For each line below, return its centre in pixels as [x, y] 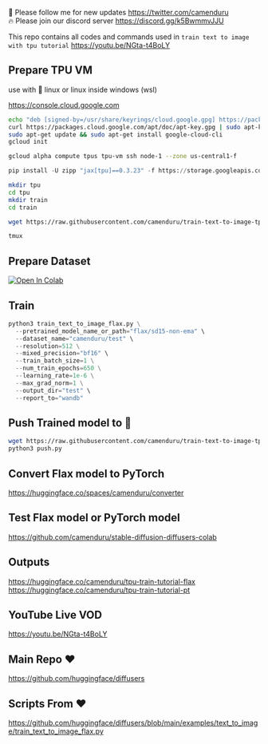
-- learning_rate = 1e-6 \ [55, 376]
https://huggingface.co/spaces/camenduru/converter [96, 493]
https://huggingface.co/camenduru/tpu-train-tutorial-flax [102, 581]
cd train [23, 208]
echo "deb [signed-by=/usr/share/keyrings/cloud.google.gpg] [112, 120]
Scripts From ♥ [47, 704]
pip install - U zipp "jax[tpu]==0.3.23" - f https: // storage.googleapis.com [137, 171]
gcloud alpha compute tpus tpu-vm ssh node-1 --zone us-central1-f [123, 156]
